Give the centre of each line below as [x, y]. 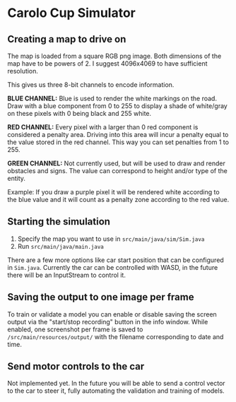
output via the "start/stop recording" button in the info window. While [108, 321]
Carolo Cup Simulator [71, 13]
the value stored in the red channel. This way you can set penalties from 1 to [118, 142]
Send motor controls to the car [76, 366]
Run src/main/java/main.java [60, 246]
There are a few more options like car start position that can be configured [116, 260]
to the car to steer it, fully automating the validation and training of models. [116, 391]
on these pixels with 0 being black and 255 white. [79, 113]
